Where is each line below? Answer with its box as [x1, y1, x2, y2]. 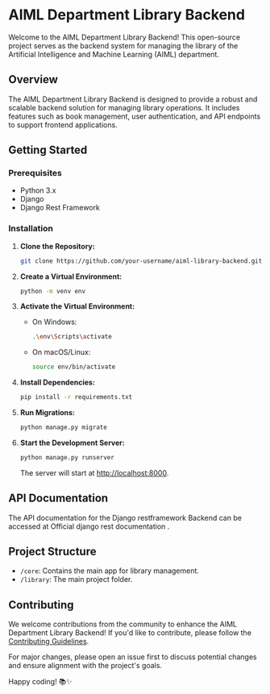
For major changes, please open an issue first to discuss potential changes [8, 652, 257, 662]
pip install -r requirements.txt [19, 393, 133, 401]
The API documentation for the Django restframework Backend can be [8, 513, 242, 522]
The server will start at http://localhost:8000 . [19, 468, 169, 477]
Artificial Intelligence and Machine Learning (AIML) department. [8, 49, 220, 59]
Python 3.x [19, 185, 56, 195]
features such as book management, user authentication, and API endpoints [8, 111, 261, 121]
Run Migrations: [19, 408, 75, 418]
